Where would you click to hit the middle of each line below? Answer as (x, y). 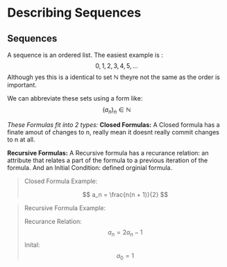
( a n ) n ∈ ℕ (117, 110)
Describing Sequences (74, 13)
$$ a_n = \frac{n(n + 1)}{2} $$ (125, 194)
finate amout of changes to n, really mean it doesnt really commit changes (113, 132)
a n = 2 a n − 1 (125, 233)
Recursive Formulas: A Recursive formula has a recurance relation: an (108, 153)
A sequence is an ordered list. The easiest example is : (85, 55)
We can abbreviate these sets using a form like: (75, 98)
